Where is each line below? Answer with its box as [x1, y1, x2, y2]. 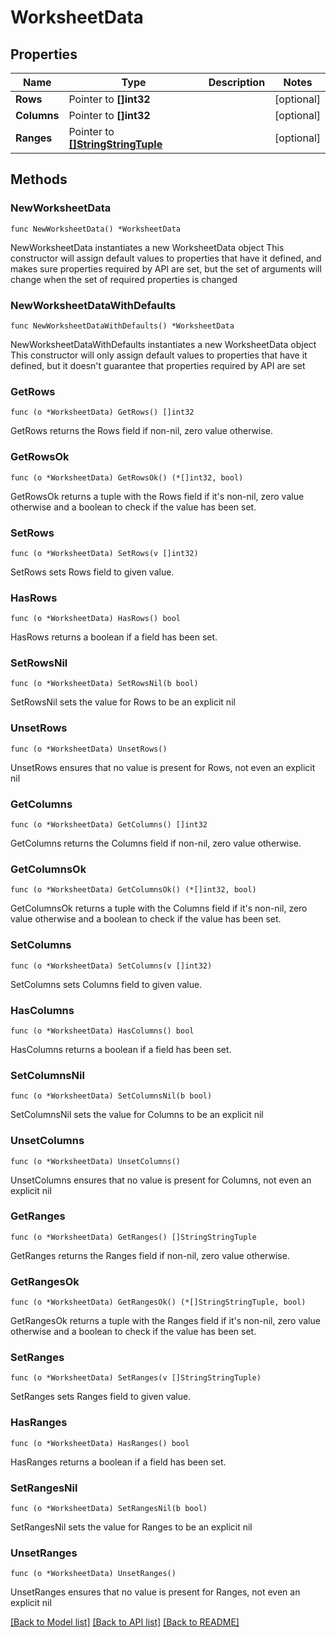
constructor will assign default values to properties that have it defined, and [10, 252, 322, 264]
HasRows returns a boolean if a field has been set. [10, 631, 218, 643]
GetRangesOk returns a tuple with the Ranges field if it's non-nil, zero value [10, 1315, 321, 1327]
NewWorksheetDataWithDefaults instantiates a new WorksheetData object [10, 338, 317, 350]
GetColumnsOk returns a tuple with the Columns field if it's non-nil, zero [10, 902, 308, 915]
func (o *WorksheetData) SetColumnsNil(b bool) [10, 1091, 213, 1101]
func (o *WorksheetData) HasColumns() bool [10, 1026, 195, 1036]
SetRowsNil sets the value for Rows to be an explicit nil [10, 696, 236, 708]
